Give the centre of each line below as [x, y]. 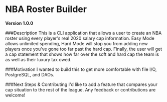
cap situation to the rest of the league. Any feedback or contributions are [80, 89]
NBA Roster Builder [46, 9]
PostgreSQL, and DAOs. [30, 74]
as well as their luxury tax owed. [38, 59]
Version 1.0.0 [19, 23]
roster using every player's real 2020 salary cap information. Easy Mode [80, 38]
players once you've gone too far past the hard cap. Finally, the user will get [83, 49]
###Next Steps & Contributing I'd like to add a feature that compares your [81, 84]
